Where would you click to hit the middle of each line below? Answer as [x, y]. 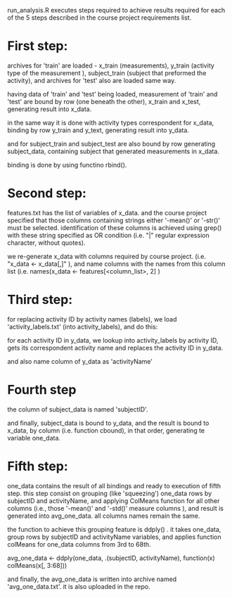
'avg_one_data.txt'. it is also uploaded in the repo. [79, 586]
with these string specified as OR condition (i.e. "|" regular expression [108, 235]
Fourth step [42, 390]
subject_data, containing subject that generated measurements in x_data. [114, 151]
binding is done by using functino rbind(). [67, 165]
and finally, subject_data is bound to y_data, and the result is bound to [108, 423]
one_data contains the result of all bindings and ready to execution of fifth [114, 485]
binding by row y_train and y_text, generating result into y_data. [98, 130]
